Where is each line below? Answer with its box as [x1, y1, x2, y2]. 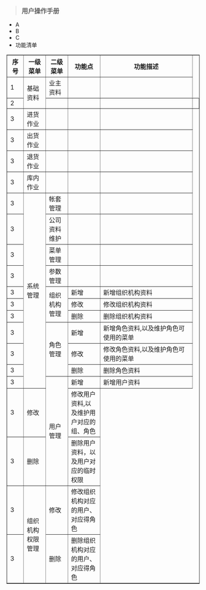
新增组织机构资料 [103, 289, 153, 297]
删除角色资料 [103, 367, 140, 375]
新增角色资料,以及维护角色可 [103, 324, 185, 333]
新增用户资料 [103, 378, 140, 387]
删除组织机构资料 [103, 312, 153, 321]
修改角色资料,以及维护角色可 [103, 345, 185, 354]
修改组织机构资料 [103, 300, 153, 309]
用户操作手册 [21, 6, 59, 15]
